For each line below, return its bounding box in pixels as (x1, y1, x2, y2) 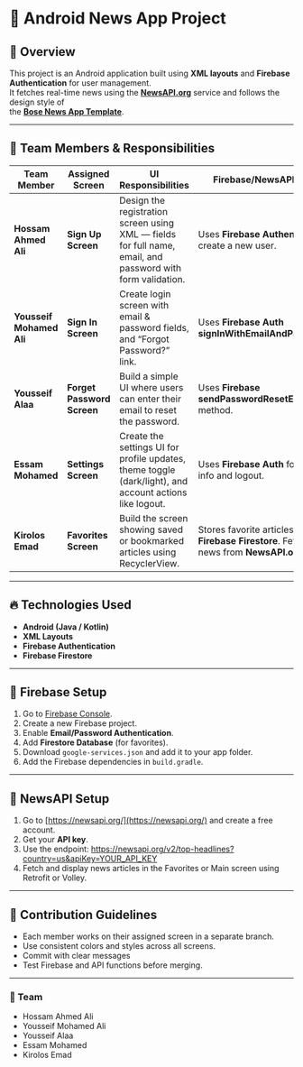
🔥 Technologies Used (9, 597, 133, 612)
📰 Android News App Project (9, 8, 227, 29)
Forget (67, 381, 96, 393)
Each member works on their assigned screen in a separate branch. (22, 931, 275, 942)
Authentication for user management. (9, 78, 151, 88)
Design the (118, 194, 165, 207)
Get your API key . (22, 834, 88, 845)
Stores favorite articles (197, 523, 295, 536)
